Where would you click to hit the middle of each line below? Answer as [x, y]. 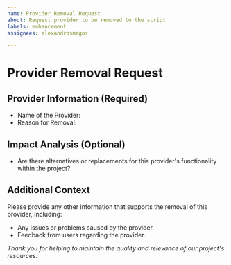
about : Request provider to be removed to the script [87, 20]
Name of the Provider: [49, 116]
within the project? [44, 168]
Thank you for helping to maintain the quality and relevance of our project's [116, 248]
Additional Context [49, 190]
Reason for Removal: [47, 122]
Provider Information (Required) [77, 99]
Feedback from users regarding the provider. [81, 235]
